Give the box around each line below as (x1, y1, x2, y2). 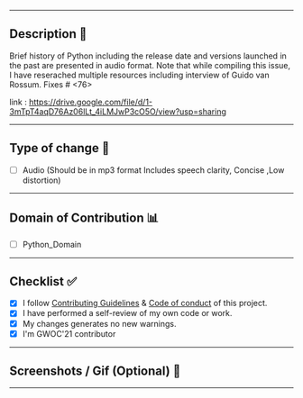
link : (9, 96, 27, 107)
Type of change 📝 (9, 140, 110, 156)
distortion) (22, 175, 61, 185)
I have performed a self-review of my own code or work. (22, 308, 233, 319)
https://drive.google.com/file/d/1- (28, 96, 153, 107)
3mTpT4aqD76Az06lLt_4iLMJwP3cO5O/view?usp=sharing (9, 105, 227, 117)
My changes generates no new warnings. (22, 318, 177, 329)
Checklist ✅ (9, 274, 78, 289)
